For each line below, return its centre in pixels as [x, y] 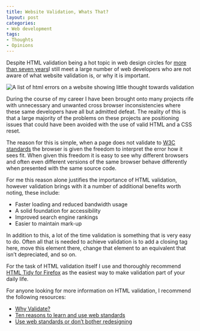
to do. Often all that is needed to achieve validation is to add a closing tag [97, 241]
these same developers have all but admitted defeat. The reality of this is [96, 112]
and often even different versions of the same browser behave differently [97, 162]
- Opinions [20, 46]
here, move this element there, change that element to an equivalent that [96, 248]
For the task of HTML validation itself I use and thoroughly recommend [94, 266]
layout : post [23, 17]
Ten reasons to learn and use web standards [70, 315]
